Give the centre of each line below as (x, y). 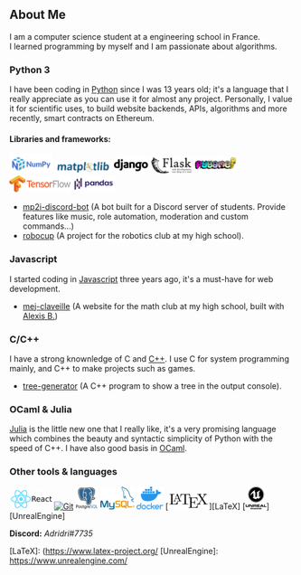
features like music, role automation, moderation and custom (135, 217)
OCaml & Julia (41, 409)
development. (35, 288)
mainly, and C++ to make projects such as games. (103, 368)
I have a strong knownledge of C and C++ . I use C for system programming (149, 358)
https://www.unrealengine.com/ (69, 561)
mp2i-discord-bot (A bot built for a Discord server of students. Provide (154, 207)
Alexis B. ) (40, 316)
